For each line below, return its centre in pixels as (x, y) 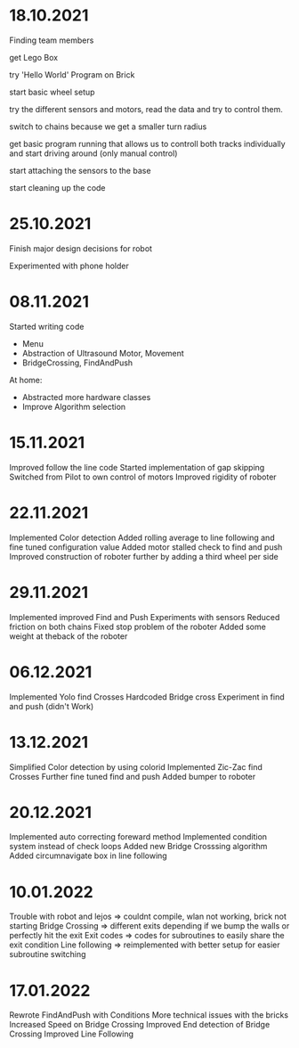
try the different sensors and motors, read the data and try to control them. (146, 109)
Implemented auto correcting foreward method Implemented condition (138, 837)
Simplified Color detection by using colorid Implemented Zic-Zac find (136, 766)
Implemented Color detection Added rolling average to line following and (142, 537)
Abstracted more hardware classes (86, 397)
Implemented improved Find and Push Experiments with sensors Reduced (145, 617)
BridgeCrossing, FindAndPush (77, 363)
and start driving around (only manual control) (93, 153)
